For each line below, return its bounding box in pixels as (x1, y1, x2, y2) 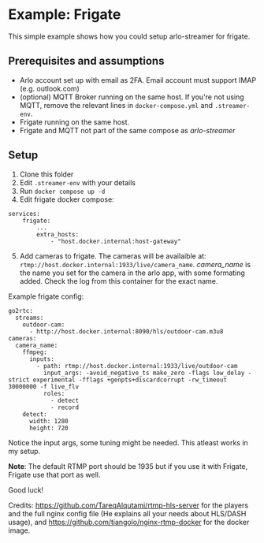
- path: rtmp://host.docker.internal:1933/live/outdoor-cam (36, 362, 238, 370)
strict (8, 376, 30, 384)
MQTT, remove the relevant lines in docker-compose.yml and (19, 100, 214, 110)
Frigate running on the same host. (19, 117, 130, 127)
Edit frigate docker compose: (19, 195, 114, 204)
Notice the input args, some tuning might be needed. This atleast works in (8, 437, 248, 447)
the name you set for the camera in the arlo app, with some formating (19, 268, 246, 277)
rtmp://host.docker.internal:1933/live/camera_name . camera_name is (19, 259, 251, 269)
